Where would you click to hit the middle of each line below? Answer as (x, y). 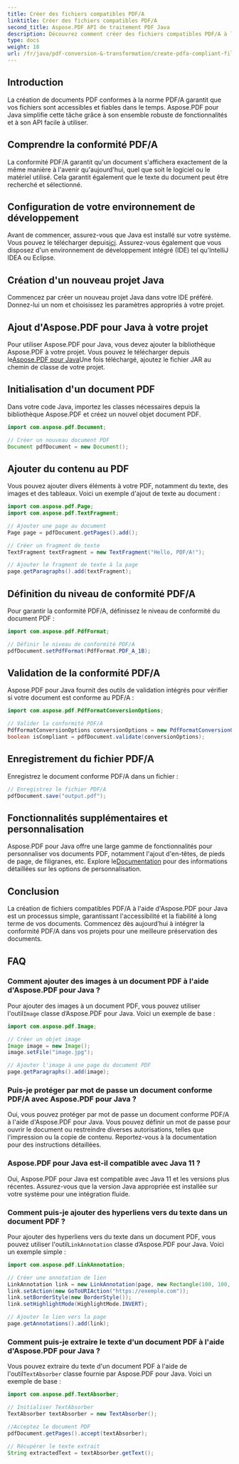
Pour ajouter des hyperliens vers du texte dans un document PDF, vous (112, 1236)
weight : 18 (23, 47)
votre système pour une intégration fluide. (69, 1194)
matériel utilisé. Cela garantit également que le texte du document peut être (118, 177)
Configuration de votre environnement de (101, 207)
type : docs (23, 41)
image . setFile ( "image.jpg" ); (51, 1053)
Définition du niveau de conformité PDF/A (101, 594)
